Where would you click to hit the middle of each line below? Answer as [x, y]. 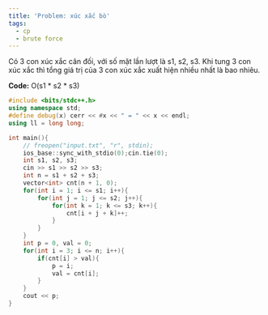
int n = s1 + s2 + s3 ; [61, 176]
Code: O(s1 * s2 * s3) [44, 86]
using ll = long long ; [47, 123]
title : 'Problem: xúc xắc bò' [60, 16]
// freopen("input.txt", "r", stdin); [88, 145]
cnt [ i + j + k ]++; [97, 213]
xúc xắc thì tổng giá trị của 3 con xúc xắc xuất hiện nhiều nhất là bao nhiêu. [134, 70]
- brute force [39, 38]
